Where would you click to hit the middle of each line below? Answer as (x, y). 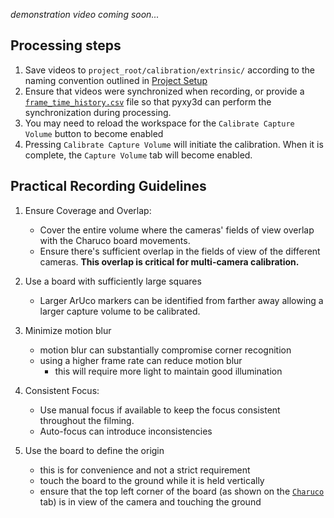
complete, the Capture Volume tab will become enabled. (138, 155)
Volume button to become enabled (94, 133)
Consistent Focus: (62, 390)
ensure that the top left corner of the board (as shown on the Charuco (182, 491)
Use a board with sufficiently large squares (113, 281)
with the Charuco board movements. (115, 240)
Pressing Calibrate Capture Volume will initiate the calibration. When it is (174, 144)
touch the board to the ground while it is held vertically (152, 480)
